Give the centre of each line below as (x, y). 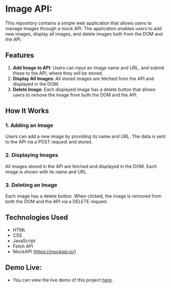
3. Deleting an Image (31, 185)
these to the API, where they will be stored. (58, 73)
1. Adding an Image (29, 126)
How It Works (27, 111)
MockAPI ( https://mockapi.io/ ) (44, 251)
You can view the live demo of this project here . (63, 280)
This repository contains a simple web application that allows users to (79, 23)
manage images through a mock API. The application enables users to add (84, 28)
